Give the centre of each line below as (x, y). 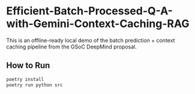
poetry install (25, 79)
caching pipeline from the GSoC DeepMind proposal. (71, 47)
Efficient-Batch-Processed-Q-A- (89, 11)
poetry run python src (34, 85)
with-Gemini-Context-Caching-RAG (98, 24)
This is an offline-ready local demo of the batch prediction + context (91, 40)
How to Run (28, 66)
